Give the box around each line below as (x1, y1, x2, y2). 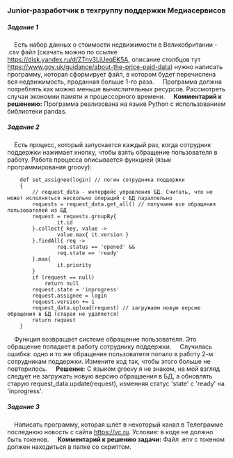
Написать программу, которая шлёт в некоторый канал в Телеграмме (13, 420, 224, 429)
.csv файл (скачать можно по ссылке (7, 47, 118, 56)
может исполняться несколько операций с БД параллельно (7, 194, 172, 201)
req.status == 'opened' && (56, 243, 136, 250)
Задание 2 (7, 123, 40, 131)
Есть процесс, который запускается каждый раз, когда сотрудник (13, 140, 211, 148)
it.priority (56, 261, 92, 268)
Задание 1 (7, 23, 39, 31)
